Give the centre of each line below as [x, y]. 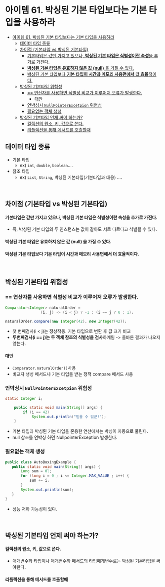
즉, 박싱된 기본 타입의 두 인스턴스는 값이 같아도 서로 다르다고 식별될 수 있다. [84, 229]
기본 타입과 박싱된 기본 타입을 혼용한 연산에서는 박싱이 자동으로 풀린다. [80, 431]
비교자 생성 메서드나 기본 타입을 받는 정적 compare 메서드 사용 [73, 374]
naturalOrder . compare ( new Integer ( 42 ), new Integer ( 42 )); [66, 321]
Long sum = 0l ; [36, 471]
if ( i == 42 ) [36, 412]
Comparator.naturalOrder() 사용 [44, 368]
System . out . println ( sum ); [47, 490]
